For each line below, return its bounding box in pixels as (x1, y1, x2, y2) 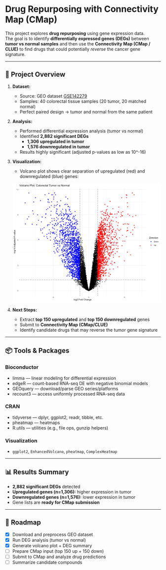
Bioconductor (5, 364, 39, 371)
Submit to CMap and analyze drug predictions (12, 554, 106, 560)
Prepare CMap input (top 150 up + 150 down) (12, 548, 104, 554)
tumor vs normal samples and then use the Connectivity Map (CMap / (5, 41, 151, 46)
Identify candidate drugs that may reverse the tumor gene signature (19, 327, 158, 333)
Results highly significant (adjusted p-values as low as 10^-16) (19, 149, 146, 155)
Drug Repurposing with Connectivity (5, 3, 159, 15)
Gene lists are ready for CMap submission (12, 499, 100, 505)
